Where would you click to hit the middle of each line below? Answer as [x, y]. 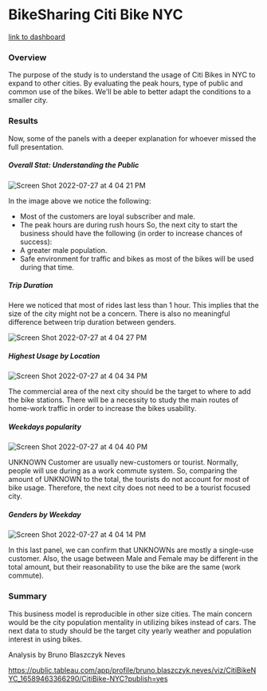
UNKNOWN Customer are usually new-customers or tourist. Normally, [124, 462]
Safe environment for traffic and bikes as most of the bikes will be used [137, 259]
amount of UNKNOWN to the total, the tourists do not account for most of [129, 480]
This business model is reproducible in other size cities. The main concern [130, 614]
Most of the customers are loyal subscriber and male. [107, 216]
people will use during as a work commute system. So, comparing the [123, 471]
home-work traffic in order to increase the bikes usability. [102, 409]
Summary [28, 596]
